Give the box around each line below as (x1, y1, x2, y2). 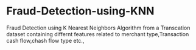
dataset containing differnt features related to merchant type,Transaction (6, 30, 189, 37)
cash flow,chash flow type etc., (6, 37, 85, 44)
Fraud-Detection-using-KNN (6, 4, 155, 18)
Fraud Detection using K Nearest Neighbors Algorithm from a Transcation (6, 24, 191, 31)
